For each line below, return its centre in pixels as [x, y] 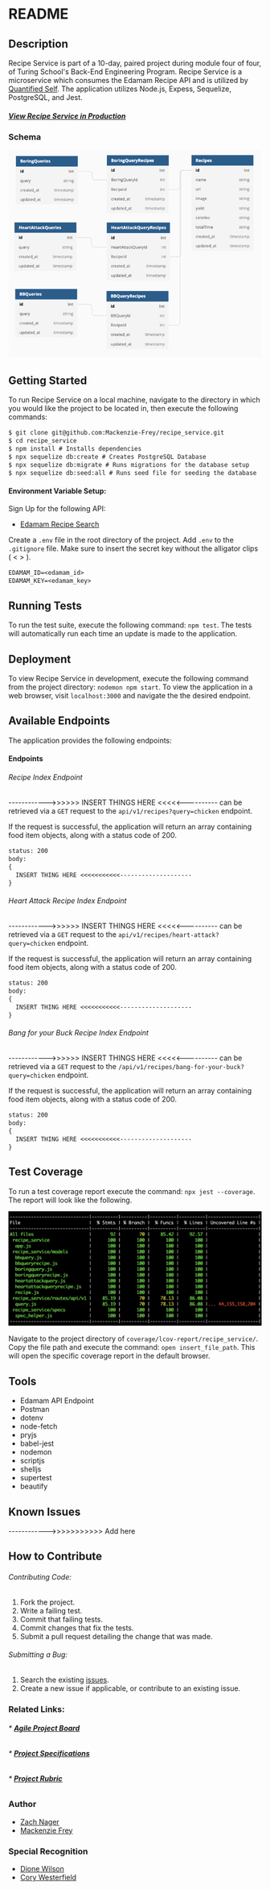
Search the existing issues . [65, 1680]
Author [22, 1805]
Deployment [40, 659]
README [39, 14]
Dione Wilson [42, 1868]
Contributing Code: [40, 1577]
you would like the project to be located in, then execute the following [123, 409]
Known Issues [45, 1511]
